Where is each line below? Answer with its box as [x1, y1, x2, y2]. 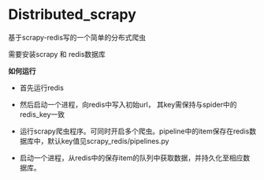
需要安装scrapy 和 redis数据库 [8, 49, 106, 58]
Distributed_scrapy [8, 6, 136, 24]
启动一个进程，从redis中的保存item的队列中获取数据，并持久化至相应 [19, 152, 244, 163]
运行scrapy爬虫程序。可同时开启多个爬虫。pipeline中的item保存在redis [19, 126, 250, 136]
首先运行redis [19, 83, 65, 92]
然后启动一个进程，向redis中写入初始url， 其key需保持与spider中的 [19, 99, 237, 109]
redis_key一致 [19, 109, 65, 119]
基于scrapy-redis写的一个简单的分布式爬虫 [8, 32, 147, 42]
